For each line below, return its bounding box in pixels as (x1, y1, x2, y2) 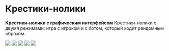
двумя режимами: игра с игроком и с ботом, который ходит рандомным (5, 25, 164, 31)
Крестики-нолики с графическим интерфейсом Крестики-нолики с (5, 20, 157, 26)
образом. (5, 30, 26, 36)
